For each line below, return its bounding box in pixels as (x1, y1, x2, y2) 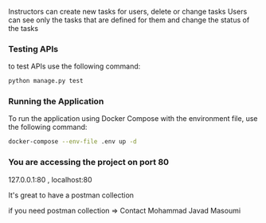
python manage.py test (8, 77, 84, 85)
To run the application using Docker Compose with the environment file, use (8, 114, 258, 123)
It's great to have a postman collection (8, 190, 134, 200)
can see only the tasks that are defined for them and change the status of (8, 15, 250, 25)
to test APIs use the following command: (8, 61, 141, 71)
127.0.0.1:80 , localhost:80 (8, 174, 93, 184)
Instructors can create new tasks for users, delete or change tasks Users (8, 7, 248, 16)
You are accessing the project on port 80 (8, 157, 170, 168)
